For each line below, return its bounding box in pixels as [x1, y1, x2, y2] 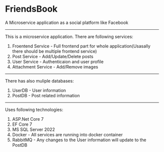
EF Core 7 [12, 121, 33, 127]
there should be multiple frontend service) [12, 48, 97, 54]
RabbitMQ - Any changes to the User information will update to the [12, 137, 146, 143]
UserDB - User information [12, 87, 66, 93]
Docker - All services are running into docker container [12, 131, 123, 137]
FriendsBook [5, 3, 58, 15]
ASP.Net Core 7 [12, 116, 44, 122]
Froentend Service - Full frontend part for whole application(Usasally [12, 43, 151, 49]
